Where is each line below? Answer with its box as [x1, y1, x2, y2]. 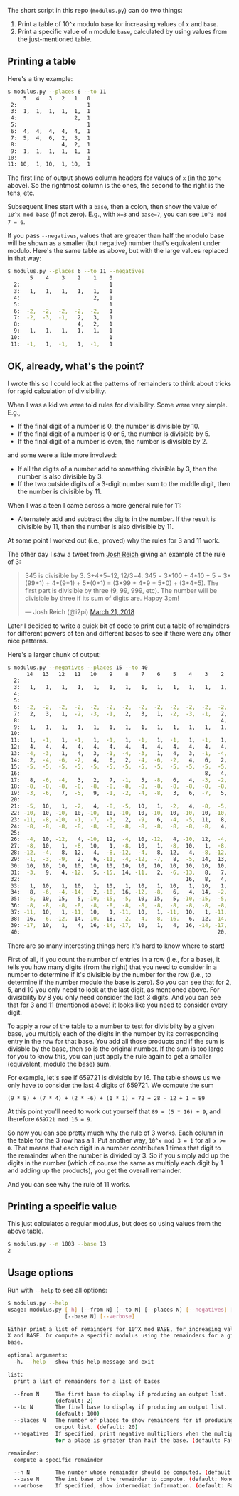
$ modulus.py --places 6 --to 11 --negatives [7, 268, 144, 275]
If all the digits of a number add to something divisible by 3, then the [17, 464, 218, 473]
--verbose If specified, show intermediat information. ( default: [14, 1482, 224, 1490]
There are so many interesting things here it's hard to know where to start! [7, 941, 225, 950]
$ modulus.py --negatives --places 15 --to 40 [7, 664, 148, 671]
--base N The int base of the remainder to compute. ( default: [14, 1475, 218, 1483]
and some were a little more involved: [7, 451, 117, 459]
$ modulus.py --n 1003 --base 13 [7, 1241, 107, 1248]
